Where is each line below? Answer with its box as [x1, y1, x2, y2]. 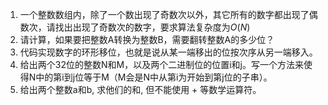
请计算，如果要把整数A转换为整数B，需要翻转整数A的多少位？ [19, 34, 275, 45]
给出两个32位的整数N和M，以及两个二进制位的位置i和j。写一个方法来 [19, 59, 304, 70]
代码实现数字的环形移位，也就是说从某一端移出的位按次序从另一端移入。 [19, 46, 318, 58]
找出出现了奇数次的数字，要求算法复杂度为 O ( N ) [54, 21, 251, 33]
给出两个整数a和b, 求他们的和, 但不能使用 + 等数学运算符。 [19, 84, 262, 95]
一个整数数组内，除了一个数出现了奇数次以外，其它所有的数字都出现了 [19, 9, 310, 20]
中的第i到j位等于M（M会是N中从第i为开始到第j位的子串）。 [35, 71, 273, 83]
